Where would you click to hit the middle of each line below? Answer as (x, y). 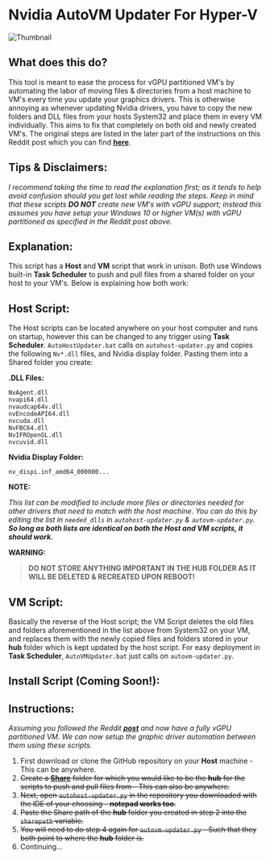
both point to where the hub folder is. (82, 838)
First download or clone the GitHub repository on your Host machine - (137, 761)
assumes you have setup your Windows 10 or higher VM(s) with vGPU (125, 212)
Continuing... (41, 847)
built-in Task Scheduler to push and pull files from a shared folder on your (132, 274)
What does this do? (58, 63)
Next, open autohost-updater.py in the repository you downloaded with (138, 795)
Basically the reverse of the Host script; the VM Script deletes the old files (131, 622)
